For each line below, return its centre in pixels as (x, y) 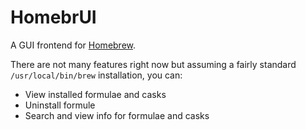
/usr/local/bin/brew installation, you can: (96, 75)
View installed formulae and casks (95, 94)
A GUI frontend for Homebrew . (73, 45)
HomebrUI (53, 17)
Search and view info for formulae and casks (117, 115)
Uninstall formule (60, 105)
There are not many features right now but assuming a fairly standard (153, 64)
